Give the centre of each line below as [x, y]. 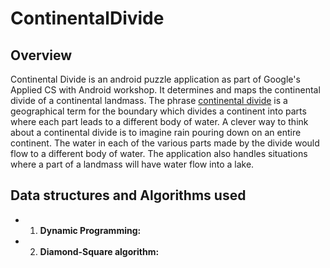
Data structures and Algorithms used [128, 195]
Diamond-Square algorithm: [99, 251]
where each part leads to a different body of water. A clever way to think [159, 121]
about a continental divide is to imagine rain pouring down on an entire [156, 132]
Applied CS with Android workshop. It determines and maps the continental [165, 90]
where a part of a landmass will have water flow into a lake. [132, 164]
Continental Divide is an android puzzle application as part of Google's [155, 79]
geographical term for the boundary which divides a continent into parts [158, 111]
